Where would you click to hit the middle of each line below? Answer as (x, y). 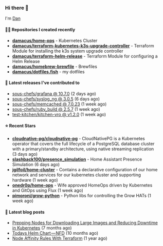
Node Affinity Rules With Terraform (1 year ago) (60, 238)
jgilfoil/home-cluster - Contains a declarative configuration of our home (85, 169)
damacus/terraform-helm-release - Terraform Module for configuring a (85, 56)
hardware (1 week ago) (35, 180)
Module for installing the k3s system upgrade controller (68, 51)
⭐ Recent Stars (20, 126)
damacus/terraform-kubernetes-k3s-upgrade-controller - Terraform (83, 45)
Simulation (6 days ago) (36, 164)
